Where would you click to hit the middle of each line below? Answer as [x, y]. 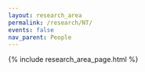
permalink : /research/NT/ [50, 23]
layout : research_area [45, 15]
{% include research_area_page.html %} [73, 59]
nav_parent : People [40, 37]
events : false [31, 30]
